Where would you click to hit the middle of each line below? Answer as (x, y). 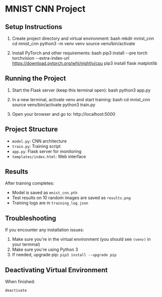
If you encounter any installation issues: (44, 230)
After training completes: (30, 183)
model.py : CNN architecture (39, 141)
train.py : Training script (36, 146)
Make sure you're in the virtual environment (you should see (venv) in (81, 239)
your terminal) (26, 244)
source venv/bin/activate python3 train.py (54, 105)
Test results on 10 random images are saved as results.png (71, 198)
